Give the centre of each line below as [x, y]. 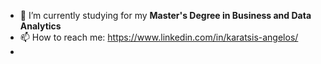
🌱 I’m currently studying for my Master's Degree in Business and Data [165, 15]
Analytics [40, 26]
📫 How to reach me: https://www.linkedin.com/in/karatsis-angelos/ [159, 37]
